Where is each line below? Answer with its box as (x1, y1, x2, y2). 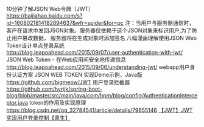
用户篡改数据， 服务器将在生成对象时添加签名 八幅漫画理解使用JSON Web (11, 34, 197, 41)
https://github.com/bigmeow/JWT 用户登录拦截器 (6, 79, 130, 86)
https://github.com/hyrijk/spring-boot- (6, 85, 102, 93)
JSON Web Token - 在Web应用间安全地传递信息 (6, 56, 127, 63)
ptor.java (6, 99, 29, 106)
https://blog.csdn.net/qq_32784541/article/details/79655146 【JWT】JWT (6, 106, 193, 114)
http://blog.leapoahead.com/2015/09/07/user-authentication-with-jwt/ (6, 49, 183, 56)
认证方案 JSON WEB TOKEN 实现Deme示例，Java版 (11, 71, 143, 78)
